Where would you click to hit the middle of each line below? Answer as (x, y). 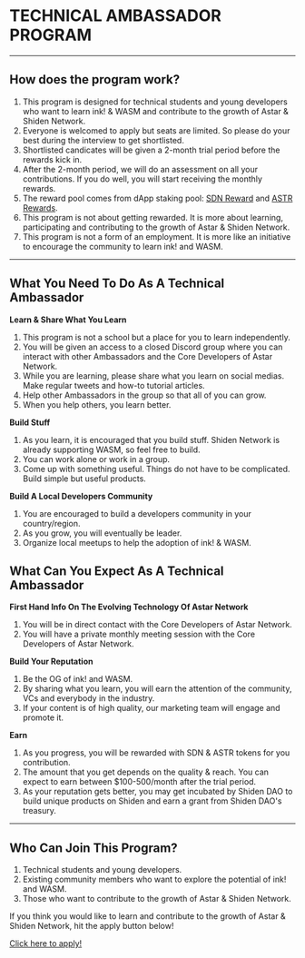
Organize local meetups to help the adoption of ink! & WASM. (137, 542)
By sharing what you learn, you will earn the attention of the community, (157, 689)
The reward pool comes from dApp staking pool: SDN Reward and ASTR (157, 198)
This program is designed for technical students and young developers (155, 102)
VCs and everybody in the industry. (89, 698)
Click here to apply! (46, 943)
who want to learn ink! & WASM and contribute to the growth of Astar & (155, 111)
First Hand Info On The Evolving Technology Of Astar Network (129, 607)
